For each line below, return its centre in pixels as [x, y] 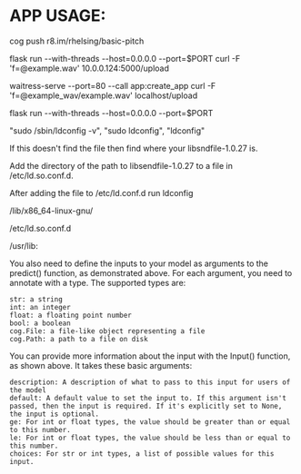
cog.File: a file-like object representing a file [107, 331]
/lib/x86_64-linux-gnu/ [51, 211]
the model [28, 390]
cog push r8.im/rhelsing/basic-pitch [77, 41]
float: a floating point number [70, 315]
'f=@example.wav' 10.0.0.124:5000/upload [90, 68]
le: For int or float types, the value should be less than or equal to [150, 438]
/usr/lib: [24, 245]
